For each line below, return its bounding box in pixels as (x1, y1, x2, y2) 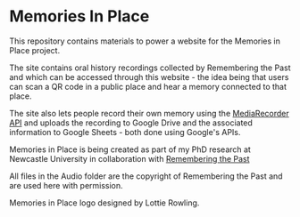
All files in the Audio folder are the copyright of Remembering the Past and (9, 171, 283, 181)
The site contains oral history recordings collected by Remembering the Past (9, 62, 291, 73)
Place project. (9, 44, 61, 55)
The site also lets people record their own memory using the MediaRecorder (9, 108, 290, 118)
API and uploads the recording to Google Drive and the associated (9, 117, 253, 128)
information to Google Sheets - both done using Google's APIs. (9, 126, 241, 137)
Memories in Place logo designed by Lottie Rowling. (9, 197, 200, 208)
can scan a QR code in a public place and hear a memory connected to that (9, 81, 287, 92)
